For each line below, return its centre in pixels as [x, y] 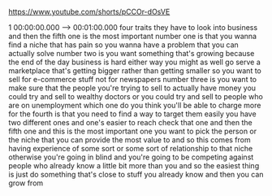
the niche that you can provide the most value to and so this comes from [130, 140]
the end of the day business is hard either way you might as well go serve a [135, 62]
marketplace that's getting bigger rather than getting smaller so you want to [135, 71]
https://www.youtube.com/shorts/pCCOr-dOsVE [89, 12]
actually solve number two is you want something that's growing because [132, 53]
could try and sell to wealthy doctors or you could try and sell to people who [136, 96]
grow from [26, 183]
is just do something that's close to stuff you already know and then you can [136, 174]
